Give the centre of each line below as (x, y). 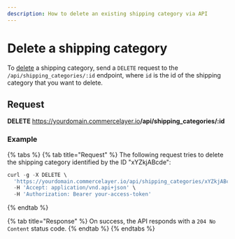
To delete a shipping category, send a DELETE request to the (93, 68)
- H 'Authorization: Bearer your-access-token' (83, 194)
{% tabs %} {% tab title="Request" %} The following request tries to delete (115, 154)
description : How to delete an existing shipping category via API (108, 14)
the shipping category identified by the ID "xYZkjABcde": (89, 162)
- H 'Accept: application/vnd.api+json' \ (75, 188)
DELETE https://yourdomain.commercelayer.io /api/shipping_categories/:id (116, 121)
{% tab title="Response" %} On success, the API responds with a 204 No (112, 222)
